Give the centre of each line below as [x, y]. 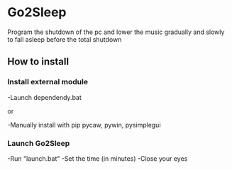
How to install [38, 62]
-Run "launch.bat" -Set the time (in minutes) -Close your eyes [98, 158]
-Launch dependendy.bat [44, 97]
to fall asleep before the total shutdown [65, 39]
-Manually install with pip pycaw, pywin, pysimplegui [84, 125]
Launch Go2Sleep [39, 143]
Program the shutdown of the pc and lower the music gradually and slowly [116, 32]
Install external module [48, 82]
